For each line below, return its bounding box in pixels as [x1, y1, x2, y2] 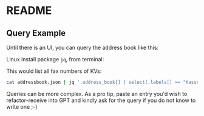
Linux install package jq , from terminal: [6, 56, 104, 63]
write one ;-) [6, 103, 38, 110]
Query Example [6, 28, 66, 38]
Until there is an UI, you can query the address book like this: [6, 44, 159, 51]
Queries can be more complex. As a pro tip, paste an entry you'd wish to [6, 90, 188, 97]
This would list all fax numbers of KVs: [6, 67, 102, 75]
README [6, 4, 52, 18]
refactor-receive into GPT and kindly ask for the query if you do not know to [6, 97, 196, 104]
